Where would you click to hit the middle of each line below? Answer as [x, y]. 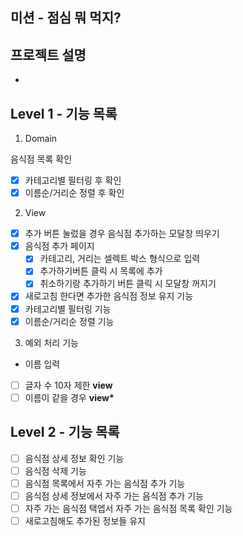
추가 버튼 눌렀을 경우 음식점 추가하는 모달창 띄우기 [122, 234]
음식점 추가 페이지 [59, 246]
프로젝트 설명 [48, 54]
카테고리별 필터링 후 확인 [73, 180]
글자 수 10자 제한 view [68, 385]
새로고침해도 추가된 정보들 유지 [85, 520]
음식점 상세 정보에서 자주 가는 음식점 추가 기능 [114, 495]
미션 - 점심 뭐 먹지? [66, 18]
